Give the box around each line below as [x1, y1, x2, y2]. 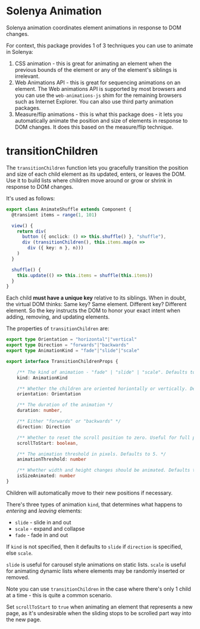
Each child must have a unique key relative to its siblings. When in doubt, [6, 294, 186, 301]
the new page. [6, 616, 42, 623]
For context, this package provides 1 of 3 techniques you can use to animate [6, 42, 193, 49]
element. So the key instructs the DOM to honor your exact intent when [6, 307, 180, 314]
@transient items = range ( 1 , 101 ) [11, 212, 97, 218]
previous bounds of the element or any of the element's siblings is [14, 66, 177, 73]
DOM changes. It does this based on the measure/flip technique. [14, 123, 174, 130]
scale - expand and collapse [14, 525, 85, 532]
